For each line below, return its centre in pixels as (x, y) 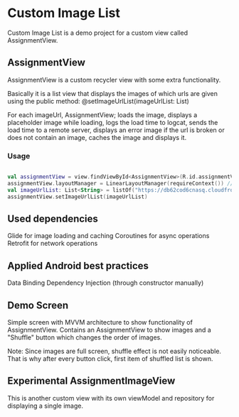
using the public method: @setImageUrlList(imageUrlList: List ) (99, 101)
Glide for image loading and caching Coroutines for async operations (108, 236)
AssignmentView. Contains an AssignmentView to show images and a (109, 330)
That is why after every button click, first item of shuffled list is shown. (110, 358)
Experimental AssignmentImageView (91, 381)
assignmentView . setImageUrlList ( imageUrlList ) (78, 197)
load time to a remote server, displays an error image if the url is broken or (116, 130)
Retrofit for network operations (53, 244)
